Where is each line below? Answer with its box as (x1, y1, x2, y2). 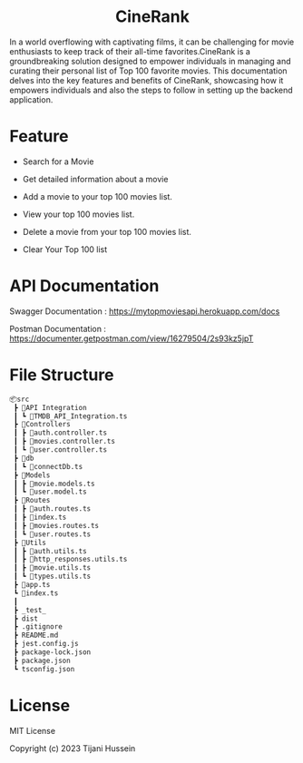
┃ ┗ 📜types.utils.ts (13, 572, 92, 582)
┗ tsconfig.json (13, 664, 75, 673)
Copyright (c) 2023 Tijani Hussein (9, 742, 136, 754)
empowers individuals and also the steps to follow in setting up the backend (9, 84, 293, 95)
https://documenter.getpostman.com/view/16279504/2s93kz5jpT (9, 333, 254, 344)
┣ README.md (13, 631, 59, 641)
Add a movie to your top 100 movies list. (22, 191, 172, 201)
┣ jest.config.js (13, 640, 79, 649)
